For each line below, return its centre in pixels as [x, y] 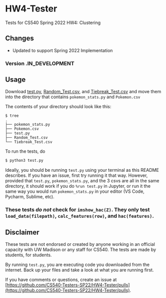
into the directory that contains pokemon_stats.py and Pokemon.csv [73, 97]
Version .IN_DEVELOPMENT [40, 63]
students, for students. [28, 255]
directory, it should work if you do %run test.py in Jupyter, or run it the [78, 186]
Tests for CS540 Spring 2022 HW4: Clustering [53, 23]
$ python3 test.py [24, 161]
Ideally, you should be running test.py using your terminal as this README [82, 170]
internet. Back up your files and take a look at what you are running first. [79, 270]
